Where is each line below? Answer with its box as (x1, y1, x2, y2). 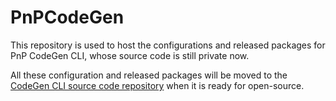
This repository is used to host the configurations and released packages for (10, 39, 326, 51)
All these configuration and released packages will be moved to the (10, 69, 288, 81)
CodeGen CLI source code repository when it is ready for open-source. (10, 79, 305, 91)
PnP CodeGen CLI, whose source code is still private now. (10, 49, 250, 61)
